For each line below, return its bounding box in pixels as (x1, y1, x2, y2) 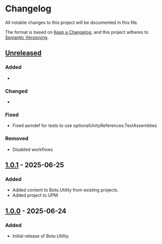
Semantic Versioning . (5, 34, 49, 40)
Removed (5, 135, 29, 142)
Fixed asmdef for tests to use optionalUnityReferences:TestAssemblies (12, 122, 157, 128)
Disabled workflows (12, 146, 53, 152)
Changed (5, 88, 28, 95)
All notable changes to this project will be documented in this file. (5, 19, 139, 25)
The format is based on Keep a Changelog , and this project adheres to (5, 29, 149, 35)
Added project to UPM (12, 192, 58, 198)
